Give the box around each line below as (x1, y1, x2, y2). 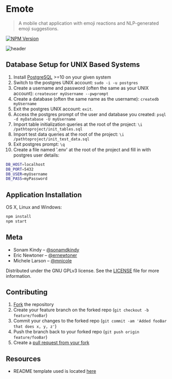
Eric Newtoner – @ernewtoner (13, 252, 78, 258)
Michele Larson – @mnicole (13, 257, 72, 263)
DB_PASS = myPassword (6, 176, 48, 181)
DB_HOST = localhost (6, 162, 45, 167)
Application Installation (6, 191, 82, 199)
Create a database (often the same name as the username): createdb (13, 96, 159, 102)
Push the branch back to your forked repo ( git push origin (13, 329, 140, 335)
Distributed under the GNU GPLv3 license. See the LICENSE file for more (6, 268, 160, 274)
